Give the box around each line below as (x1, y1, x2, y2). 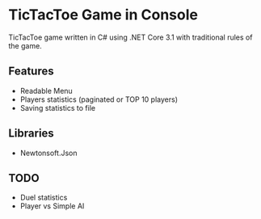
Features (8, 65, 54, 78)
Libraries (8, 127, 54, 141)
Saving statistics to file (19, 103, 95, 112)
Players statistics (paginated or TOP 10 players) (19, 95, 179, 104)
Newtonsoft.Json (19, 148, 78, 158)
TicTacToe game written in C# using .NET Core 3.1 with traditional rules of (8, 32, 253, 42)
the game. (8, 40, 42, 50)
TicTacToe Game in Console (8, 6, 198, 24)
